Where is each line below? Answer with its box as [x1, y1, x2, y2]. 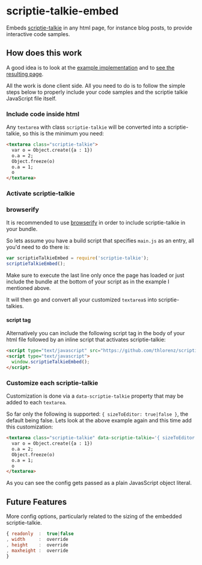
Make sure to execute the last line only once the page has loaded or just [6, 272, 185, 279]
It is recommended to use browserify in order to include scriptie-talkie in [6, 219, 185, 226]
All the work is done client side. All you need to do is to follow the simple [6, 82, 185, 89]
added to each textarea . [6, 399, 67, 406]
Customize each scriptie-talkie [6, 378, 99, 387]
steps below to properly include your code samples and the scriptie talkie [6, 88, 188, 96]
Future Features [6, 496, 67, 507]
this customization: [6, 423, 53, 431]
